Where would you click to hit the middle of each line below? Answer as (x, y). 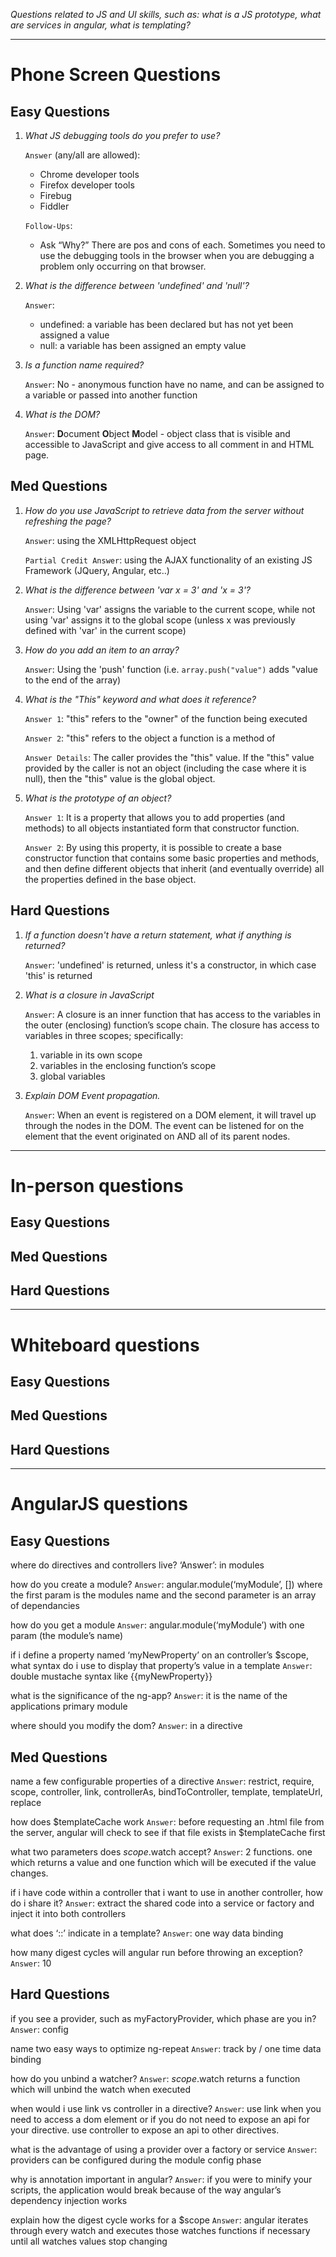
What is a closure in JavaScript (89, 995)
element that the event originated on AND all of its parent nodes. (157, 1136)
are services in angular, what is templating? (100, 25)
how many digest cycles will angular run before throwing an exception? (156, 1952)
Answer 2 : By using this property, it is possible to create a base (153, 847)
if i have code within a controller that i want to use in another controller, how (166, 1892)
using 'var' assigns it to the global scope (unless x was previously (160, 620)
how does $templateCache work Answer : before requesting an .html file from (167, 1822)
